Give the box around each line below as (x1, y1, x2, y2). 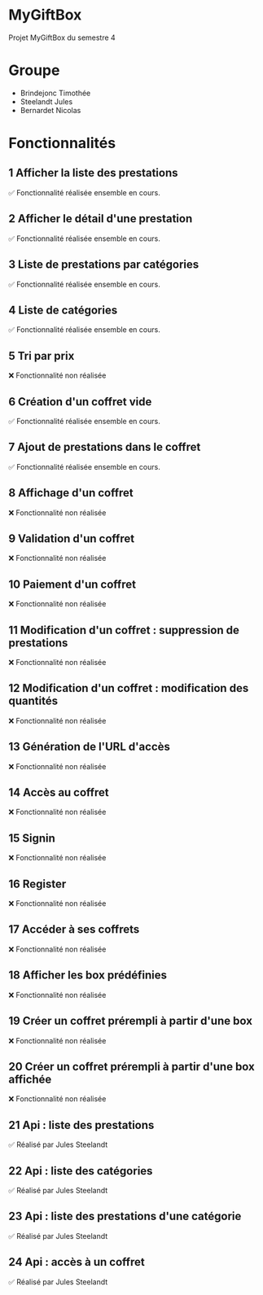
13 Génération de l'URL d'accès (8, 740, 171, 754)
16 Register (8, 877, 67, 890)
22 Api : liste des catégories (8, 1164, 153, 1178)
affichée (8, 1072, 52, 1086)
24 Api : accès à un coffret (8, 1255, 145, 1269)
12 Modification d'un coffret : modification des (8, 681, 249, 695)
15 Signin (8, 831, 55, 845)
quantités (8, 694, 59, 708)
